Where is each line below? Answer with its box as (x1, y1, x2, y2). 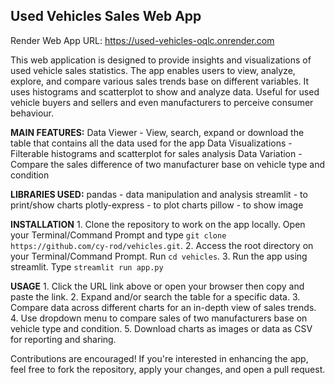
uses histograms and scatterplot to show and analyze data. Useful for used (10, 85, 320, 98)
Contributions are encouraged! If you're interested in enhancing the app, (10, 352, 309, 364)
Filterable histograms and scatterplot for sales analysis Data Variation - (10, 147, 303, 159)
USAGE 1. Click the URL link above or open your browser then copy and (10, 280, 305, 292)
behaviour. (10, 107, 55, 119)
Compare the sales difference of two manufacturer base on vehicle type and (10, 158, 326, 170)
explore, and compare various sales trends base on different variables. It (10, 75, 310, 87)
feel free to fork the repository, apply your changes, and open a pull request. (10, 363, 326, 375)
